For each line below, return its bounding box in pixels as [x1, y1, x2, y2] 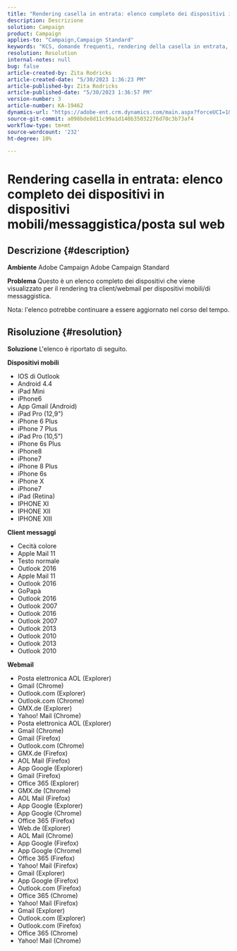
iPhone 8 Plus [17, 462, 58, 471]
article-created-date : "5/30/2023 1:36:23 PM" [7, 75, 147, 83]
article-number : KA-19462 [7, 102, 83, 109]
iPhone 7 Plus [17, 425, 58, 433]
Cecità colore [17, 542, 57, 550]
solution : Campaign [7, 23, 65, 30]
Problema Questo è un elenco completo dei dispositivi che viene [7, 277, 195, 286]
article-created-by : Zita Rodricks [7, 69, 112, 76]
